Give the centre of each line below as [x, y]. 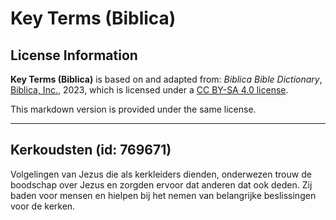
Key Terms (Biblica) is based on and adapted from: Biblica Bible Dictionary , [166, 79]
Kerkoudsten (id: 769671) [91, 150]
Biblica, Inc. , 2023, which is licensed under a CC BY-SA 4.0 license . [149, 90]
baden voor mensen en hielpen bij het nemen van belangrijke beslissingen [163, 195]
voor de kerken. [43, 206]
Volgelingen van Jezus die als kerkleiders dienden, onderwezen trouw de [161, 174]
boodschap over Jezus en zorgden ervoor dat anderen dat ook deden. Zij [161, 184]
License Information [74, 55]
